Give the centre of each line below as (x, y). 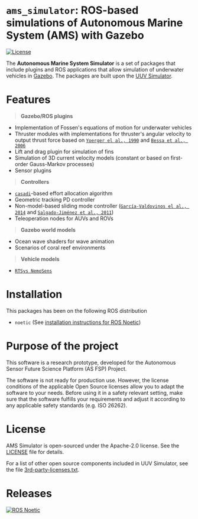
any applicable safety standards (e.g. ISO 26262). (67, 405)
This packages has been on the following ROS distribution (77, 310)
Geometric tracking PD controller (55, 199)
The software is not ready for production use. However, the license (87, 380)
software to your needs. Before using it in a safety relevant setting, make (95, 393)
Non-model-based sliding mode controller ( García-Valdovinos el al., (101, 206)
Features (28, 100)
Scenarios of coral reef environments (60, 247)
